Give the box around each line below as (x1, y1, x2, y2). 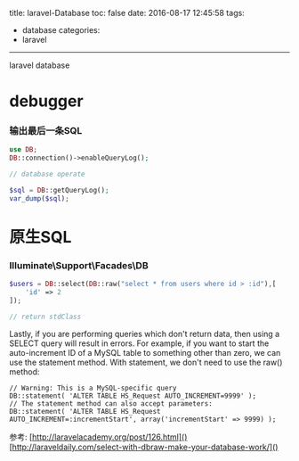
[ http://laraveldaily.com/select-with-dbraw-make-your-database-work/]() (9, 441, 279, 452)
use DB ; (9, 145, 38, 154)
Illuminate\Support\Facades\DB (9, 259, 149, 271)
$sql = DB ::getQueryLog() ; (9, 186, 109, 195)
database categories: (21, 25, 101, 35)
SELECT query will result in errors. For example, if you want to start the (9, 338, 270, 349)
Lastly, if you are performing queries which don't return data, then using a (9, 328, 280, 339)
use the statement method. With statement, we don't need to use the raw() (9, 357, 283, 367)
